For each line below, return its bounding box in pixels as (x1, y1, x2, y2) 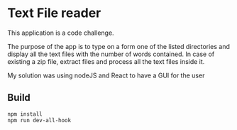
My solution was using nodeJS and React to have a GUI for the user (7, 71, 205, 80)
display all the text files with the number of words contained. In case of (7, 50, 215, 58)
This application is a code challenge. (7, 28, 115, 37)
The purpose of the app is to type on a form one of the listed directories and (7, 42, 231, 50)
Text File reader (7, 5, 101, 21)
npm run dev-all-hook (7, 117, 72, 124)
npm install (7, 110, 43, 118)
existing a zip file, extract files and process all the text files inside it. (7, 57, 205, 65)
